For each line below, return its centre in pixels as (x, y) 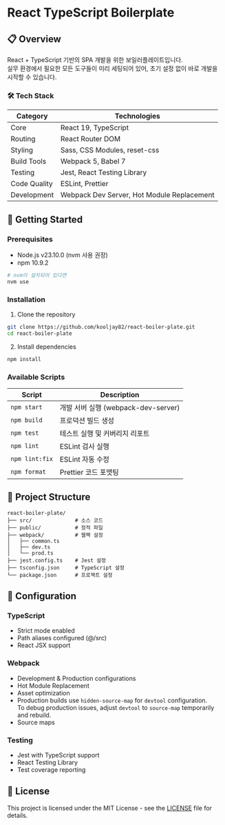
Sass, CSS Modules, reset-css (110, 150)
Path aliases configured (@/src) (62, 638)
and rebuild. (34, 715)
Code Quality (32, 184)
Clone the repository (46, 314)
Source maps (36, 722)
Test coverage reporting (51, 770)
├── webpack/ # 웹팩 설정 (55, 535)
